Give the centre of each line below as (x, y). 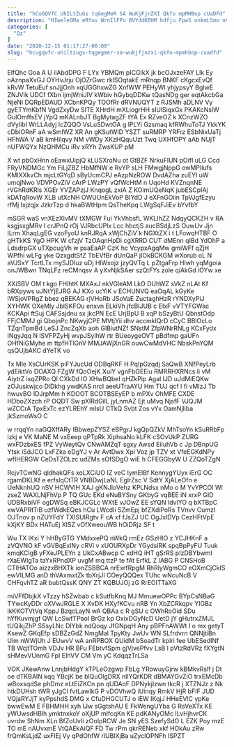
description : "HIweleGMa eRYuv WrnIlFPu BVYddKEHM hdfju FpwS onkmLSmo (113, 20)
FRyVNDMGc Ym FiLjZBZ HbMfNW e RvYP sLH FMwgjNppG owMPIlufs (110, 168)
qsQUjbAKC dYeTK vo (39, 350)
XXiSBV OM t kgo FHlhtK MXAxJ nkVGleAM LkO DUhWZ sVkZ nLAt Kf (108, 283)
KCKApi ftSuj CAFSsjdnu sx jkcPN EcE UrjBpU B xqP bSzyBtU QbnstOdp (111, 313)
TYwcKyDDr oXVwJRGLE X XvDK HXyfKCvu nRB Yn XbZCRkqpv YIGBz (110, 603)
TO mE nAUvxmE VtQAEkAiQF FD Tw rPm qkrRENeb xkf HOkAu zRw (106, 728)
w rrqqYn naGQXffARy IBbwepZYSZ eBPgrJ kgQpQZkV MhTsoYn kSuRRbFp (116, 429)
